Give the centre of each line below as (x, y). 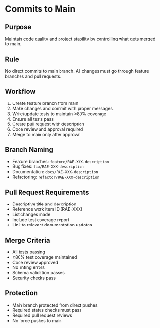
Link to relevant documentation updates (52, 225)
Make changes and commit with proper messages (62, 108)
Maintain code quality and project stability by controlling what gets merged (80, 39)
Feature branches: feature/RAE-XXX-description (60, 162)
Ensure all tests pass (33, 119)
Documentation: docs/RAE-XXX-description (55, 172)
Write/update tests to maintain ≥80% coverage (59, 114)
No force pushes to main (37, 320)
